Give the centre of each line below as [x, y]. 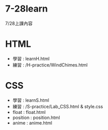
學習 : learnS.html [31, 100]
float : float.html [29, 112]
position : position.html [36, 117]
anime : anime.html [32, 123]
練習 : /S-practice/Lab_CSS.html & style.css [58, 106]
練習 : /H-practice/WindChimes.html [50, 65]
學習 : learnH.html [31, 58]
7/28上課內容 [19, 23]
